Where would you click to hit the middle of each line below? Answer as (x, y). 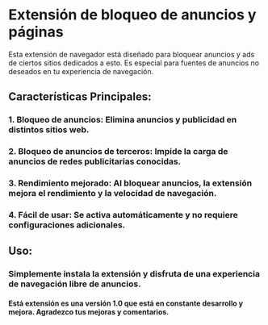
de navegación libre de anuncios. (75, 284)
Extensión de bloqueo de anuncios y (132, 15)
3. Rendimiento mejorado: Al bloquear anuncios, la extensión (130, 183)
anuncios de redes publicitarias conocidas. (95, 161)
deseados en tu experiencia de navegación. (81, 71)
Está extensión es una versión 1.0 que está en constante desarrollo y (126, 303)
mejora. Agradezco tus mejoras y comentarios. (89, 311)
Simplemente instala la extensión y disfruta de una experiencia (134, 274)
